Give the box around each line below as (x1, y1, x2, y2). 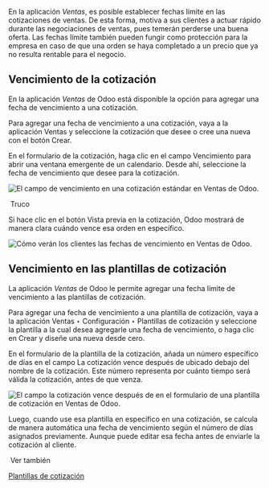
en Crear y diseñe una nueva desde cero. (8, 333, 145, 342)
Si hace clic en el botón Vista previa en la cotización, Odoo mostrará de (8, 215, 245, 224)
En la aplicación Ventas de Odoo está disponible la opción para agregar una (8, 94, 259, 104)
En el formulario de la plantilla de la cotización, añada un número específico (8, 349, 259, 359)
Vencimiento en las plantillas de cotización (8, 262, 227, 276)
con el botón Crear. (8, 135, 72, 145)
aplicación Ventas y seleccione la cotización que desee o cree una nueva (8, 126, 251, 136)
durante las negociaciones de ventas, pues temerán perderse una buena (8, 24, 249, 33)
